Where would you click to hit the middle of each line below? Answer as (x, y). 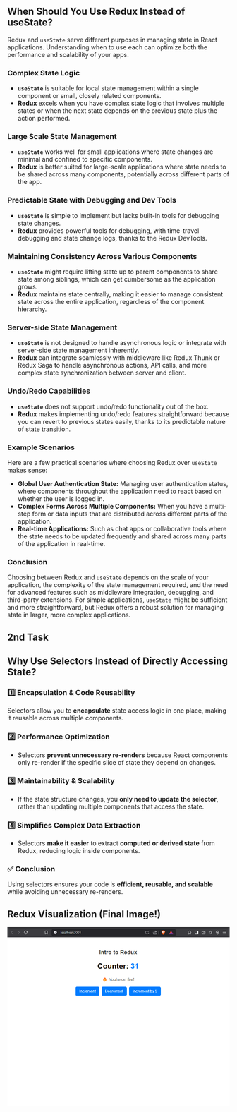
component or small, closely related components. (89, 96)
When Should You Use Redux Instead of (96, 12)
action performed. (44, 119)
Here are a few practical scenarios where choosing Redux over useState (112, 462)
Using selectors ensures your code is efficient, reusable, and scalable (110, 884)
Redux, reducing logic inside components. (79, 851)
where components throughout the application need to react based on (120, 491)
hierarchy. (32, 309)
